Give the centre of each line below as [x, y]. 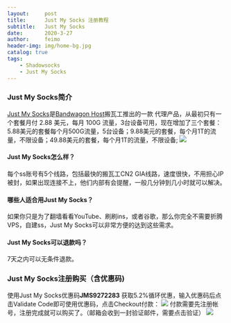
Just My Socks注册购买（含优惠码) [66, 279]
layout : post [32, 14]
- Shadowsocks [40, 65]
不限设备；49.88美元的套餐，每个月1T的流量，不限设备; [99, 140]
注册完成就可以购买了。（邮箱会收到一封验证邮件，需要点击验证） [112, 313]
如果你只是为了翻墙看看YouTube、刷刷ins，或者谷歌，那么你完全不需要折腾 [115, 217]
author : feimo [34, 40]
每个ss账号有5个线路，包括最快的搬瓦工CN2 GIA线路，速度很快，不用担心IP [115, 174]
